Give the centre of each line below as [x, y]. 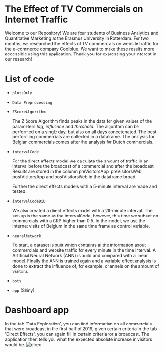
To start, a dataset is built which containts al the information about [79, 245]
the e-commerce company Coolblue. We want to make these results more [80, 49]
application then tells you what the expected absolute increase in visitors [79, 339]
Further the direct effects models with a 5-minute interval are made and [84, 186]
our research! [19, 59]
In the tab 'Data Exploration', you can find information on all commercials [79, 324]
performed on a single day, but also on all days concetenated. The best [84, 132]
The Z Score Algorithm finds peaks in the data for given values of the [82, 121]
